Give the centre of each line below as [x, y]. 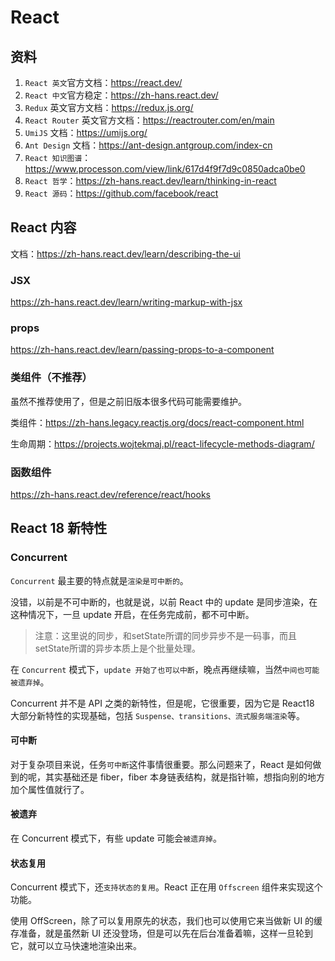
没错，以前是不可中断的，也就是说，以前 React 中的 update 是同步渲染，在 [164, 602]
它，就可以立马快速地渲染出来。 [76, 946]
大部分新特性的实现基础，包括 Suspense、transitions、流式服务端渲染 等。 [157, 715]
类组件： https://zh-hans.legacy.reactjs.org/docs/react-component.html [157, 422]
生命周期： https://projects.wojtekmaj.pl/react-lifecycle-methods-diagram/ [162, 443]
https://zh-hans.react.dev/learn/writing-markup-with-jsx [126, 302]
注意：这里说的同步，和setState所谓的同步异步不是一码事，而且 [166, 635]
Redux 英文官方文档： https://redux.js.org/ [109, 107]
